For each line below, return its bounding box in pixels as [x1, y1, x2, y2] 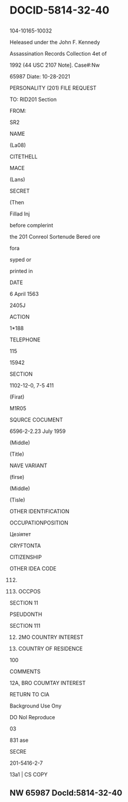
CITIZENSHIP [9, 553, 42, 560]
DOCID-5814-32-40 [9, 4, 110, 17]
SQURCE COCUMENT [9, 416, 63, 423]
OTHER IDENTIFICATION [9, 507, 70, 514]
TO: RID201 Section [9, 96, 57, 103]
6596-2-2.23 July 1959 [9, 428, 66, 435]
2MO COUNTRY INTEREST [18, 633, 84, 641]
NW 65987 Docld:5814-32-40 [9, 788, 123, 798]
